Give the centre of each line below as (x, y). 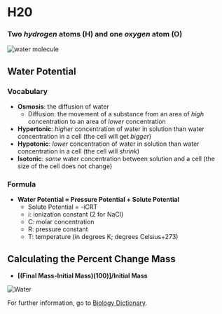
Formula (22, 184)
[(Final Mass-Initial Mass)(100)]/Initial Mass (83, 276)
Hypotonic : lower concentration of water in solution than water (108, 144)
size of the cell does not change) (65, 166)
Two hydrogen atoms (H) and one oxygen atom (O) (95, 34)
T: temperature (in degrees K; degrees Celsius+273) (103, 237)
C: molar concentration (61, 222)
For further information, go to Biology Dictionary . (77, 303)
